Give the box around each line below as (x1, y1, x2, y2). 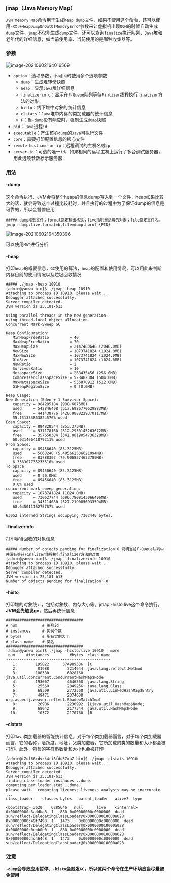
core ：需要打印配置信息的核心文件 (13, 136, 85, 142)
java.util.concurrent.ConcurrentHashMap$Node (6, 675, 104, 680)
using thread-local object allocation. (6, 317, 90, 322)
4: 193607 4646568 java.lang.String (12, 679, 124, 684)
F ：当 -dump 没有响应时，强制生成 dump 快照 (20, 117, 106, 123)
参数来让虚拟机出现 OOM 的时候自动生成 (80, 23, 158, 29)
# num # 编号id (6, 623, 59, 628)
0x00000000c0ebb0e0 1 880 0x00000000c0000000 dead (6, 827, 124, 832)
